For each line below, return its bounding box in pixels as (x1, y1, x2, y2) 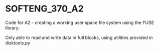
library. (5, 24, 20, 30)
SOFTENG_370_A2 (5, 3, 84, 14)
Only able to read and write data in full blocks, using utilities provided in (5, 34, 153, 40)
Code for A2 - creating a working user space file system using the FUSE (5, 19, 154, 25)
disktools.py (5, 39, 31, 45)
